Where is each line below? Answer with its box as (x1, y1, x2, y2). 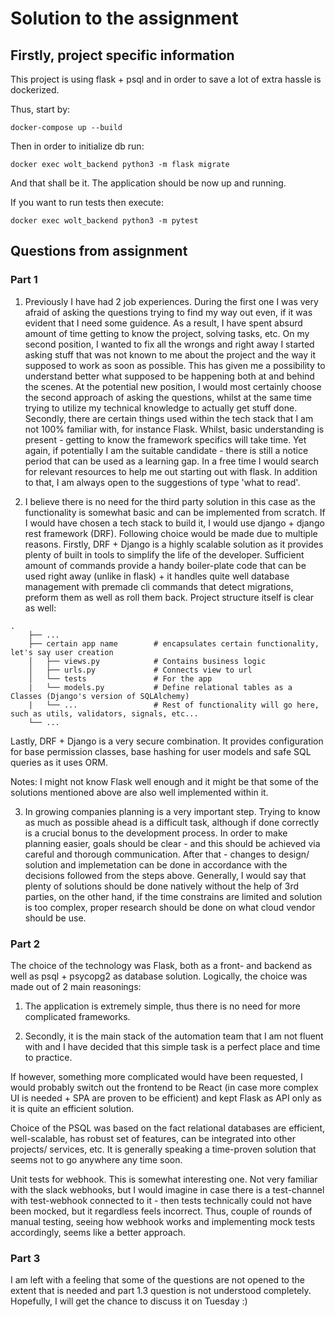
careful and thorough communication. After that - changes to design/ (24, 848, 310, 860)
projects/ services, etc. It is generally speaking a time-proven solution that (10, 1143, 317, 1155)
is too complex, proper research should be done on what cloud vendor (24, 901, 316, 913)
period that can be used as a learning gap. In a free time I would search (24, 455, 320, 467)
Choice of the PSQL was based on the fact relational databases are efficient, (10, 1122, 325, 1134)
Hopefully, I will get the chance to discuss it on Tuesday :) (10, 1295, 248, 1307)
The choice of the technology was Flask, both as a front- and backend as (10, 959, 313, 971)
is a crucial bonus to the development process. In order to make (24, 827, 288, 839)
